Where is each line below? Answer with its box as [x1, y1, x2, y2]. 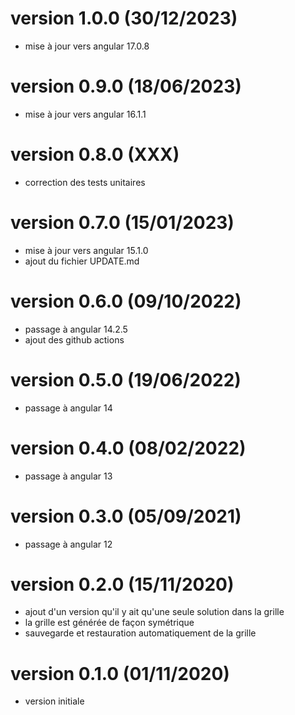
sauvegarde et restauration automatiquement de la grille [24, 627, 257, 639]
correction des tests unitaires [24, 176, 146, 188]
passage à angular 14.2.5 [24, 323, 128, 335]
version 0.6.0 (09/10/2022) [10, 290, 242, 312]
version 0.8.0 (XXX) [10, 143, 180, 166]
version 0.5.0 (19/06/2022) [10, 368, 242, 391]
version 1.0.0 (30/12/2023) [10, 7, 238, 30]
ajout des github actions [24, 333, 125, 346]
